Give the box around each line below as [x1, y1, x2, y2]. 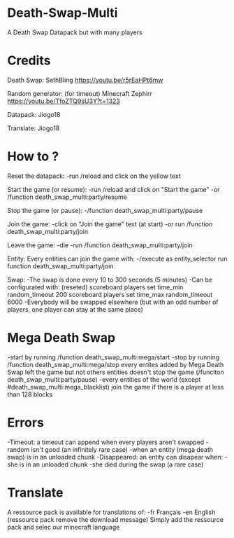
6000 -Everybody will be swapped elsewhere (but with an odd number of [7, 298, 219, 306]
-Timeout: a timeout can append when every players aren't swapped [7, 438, 205, 446]
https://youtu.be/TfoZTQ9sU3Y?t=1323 [7, 97, 120, 105]
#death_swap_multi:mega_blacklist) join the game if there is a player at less [7, 382, 224, 391]
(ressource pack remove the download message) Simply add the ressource [7, 515, 224, 523]
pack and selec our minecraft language [7, 523, 120, 531]
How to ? [7, 149, 59, 165]
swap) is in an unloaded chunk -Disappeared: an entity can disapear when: [7, 453, 224, 461]
